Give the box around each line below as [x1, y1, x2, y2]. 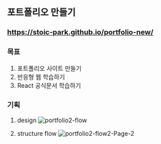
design [16, 116, 37, 124]
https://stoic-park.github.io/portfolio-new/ [7, 27, 154, 37]
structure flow [16, 129, 57, 137]
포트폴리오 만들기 [7, 6, 76, 19]
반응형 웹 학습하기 [16, 73, 65, 81]
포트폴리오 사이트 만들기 [16, 64, 82, 72]
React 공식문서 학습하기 [16, 81, 82, 89]
